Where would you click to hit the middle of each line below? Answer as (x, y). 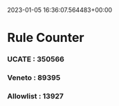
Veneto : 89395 (34, 78)
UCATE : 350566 (36, 59)
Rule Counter (46, 38)
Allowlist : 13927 (36, 96)
